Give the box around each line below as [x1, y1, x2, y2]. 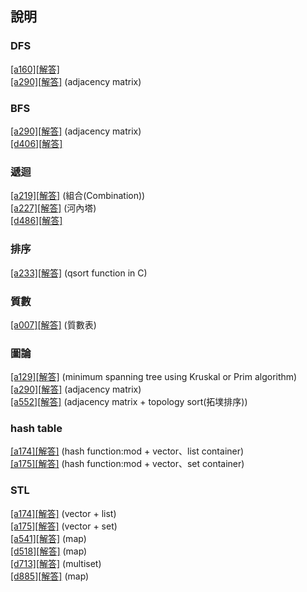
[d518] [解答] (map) [10, 545, 88, 557]
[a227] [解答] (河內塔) [10, 202, 97, 214]
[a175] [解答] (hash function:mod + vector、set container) [10, 458, 245, 470]
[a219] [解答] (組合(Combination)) [10, 190, 146, 202]
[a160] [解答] [10, 63, 60, 75]
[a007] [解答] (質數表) [10, 318, 97, 331]
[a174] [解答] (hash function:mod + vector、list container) [10, 445, 245, 457]
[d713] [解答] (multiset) [10, 557, 102, 569]
